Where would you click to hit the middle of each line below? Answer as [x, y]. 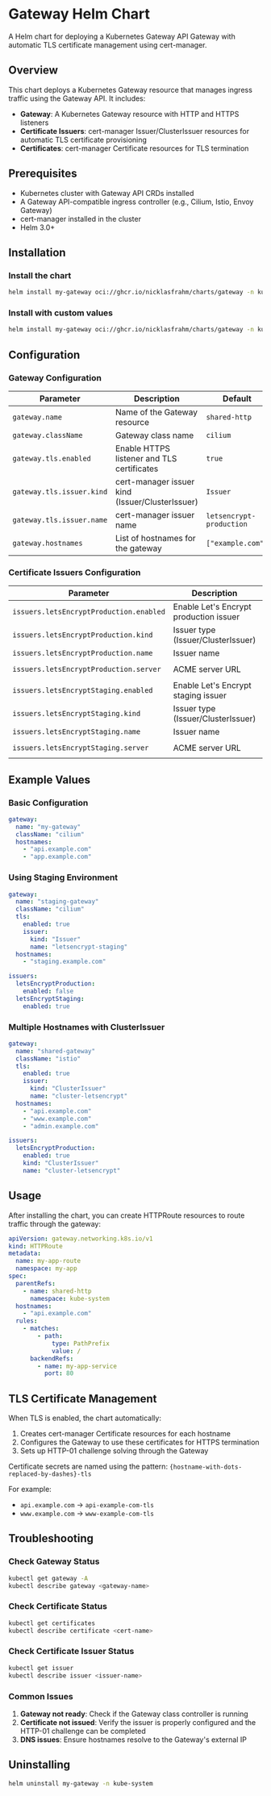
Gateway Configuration [55, 377]
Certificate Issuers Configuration [75, 572]
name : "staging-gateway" [57, 902]
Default [237, 398]
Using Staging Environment [63, 877]
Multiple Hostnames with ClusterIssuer [87, 1027]
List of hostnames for [156, 538]
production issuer [206, 617]
